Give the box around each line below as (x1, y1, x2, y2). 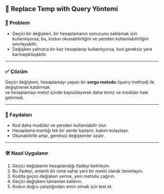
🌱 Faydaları (5, 111, 32, 118)
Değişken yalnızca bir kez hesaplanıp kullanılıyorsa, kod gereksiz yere (12, 46, 153, 52)
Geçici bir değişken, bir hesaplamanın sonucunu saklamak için (12, 30, 138, 37)
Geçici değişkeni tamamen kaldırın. (12, 178, 83, 184)
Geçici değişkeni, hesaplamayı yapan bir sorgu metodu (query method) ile (5, 79, 155, 85)
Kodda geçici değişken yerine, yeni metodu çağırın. (12, 173, 116, 179)
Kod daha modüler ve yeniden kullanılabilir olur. (12, 122, 107, 128)
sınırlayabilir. (12, 41, 38, 47)
